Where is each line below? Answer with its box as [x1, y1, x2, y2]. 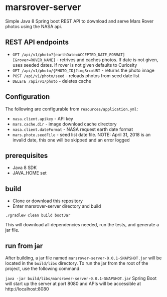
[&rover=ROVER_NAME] [12, 57, 56, 63]
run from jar [5, 241, 43, 250]
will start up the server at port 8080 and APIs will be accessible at [5, 280, 141, 286]
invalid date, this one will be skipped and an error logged [12, 137, 130, 143]
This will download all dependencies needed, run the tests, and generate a [5, 222, 159, 228]
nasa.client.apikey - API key [12, 115, 74, 121]
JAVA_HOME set [12, 170, 47, 176]
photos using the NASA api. [5, 23, 62, 29]
